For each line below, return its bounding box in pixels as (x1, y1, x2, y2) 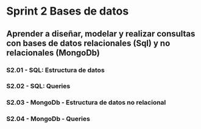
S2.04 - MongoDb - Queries (6, 114, 90, 123)
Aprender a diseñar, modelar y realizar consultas (6, 29, 196, 39)
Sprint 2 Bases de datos (6, 4, 129, 18)
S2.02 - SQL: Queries (6, 82, 71, 91)
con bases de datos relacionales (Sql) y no (6, 38, 171, 48)
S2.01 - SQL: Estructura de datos (6, 66, 105, 74)
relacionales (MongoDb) (6, 47, 100, 58)
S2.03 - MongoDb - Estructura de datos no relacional (6, 99, 166, 107)
